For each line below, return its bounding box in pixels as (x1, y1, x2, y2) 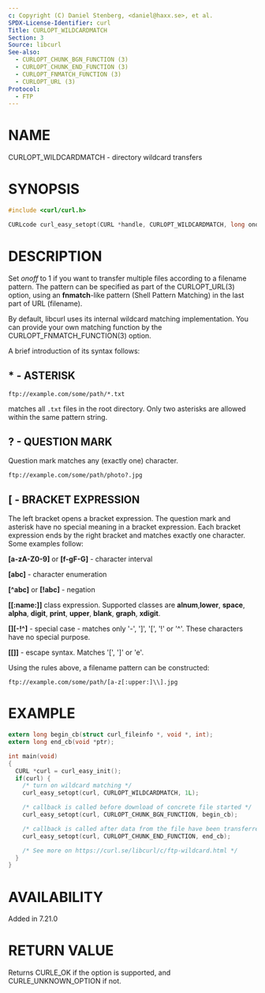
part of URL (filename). (8, 298, 83, 308)
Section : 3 (8, 33, 44, 42)
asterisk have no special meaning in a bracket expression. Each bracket (8, 523, 241, 532)
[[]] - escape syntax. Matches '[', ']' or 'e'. (8, 648, 144, 657)
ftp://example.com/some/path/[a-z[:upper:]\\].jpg (8, 678, 178, 686)
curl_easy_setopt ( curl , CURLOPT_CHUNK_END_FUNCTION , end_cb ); (22, 832, 231, 840)
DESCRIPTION (8, 247, 103, 266)
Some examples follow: (8, 539, 84, 549)
